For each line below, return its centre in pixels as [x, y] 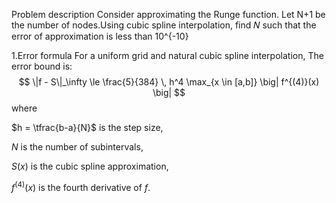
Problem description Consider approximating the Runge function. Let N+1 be [168, 14]
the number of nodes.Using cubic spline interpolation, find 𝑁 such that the [164, 25]
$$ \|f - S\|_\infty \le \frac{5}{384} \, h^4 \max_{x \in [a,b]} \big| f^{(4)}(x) [169, 82]
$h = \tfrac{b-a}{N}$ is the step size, [87, 127]
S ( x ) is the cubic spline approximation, [90, 166]
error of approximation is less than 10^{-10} [100, 36]
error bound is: [42, 66]
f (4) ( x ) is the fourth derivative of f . [81, 186]
